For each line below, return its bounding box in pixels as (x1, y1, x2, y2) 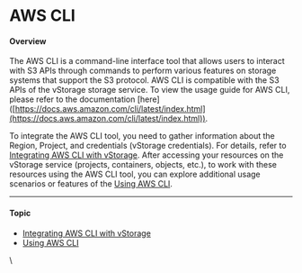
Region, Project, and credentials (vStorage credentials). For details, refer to (9, 141, 287, 151)
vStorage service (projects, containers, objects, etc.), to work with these (9, 159, 277, 170)
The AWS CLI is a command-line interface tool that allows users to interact (9, 56, 285, 67)
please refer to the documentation (9, 94, 136, 105)
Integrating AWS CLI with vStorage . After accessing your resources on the (9, 150, 284, 160)
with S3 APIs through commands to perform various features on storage (9, 65, 277, 77)
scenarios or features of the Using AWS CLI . (9, 178, 173, 189)
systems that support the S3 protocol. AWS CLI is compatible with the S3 (9, 75, 280, 86)
